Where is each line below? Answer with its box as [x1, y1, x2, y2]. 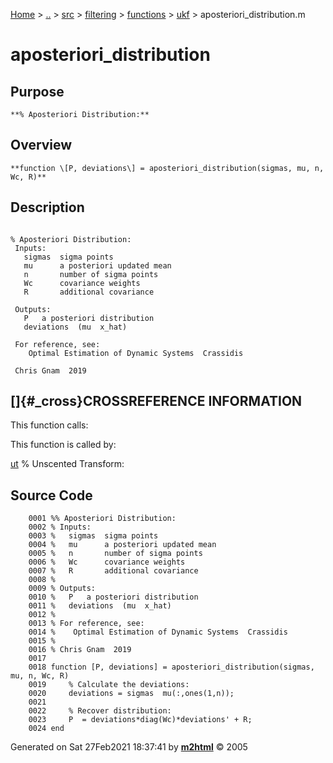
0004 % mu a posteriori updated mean [28, 540, 217, 550]
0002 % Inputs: [28, 522, 92, 533]
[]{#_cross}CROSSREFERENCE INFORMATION [10, 393, 303, 410]
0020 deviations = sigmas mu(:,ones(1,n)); [28, 689, 235, 699]
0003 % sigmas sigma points [28, 531, 159, 541]
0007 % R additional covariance [28, 566, 199, 576]
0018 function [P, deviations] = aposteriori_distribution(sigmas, [28, 662, 315, 673]
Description [10, 199, 85, 216]
